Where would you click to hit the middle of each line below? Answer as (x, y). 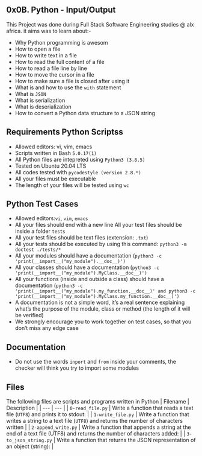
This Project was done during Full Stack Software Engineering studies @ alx (100, 24)
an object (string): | (30, 446)
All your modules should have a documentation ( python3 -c (88, 256)
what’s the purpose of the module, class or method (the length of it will (103, 309)
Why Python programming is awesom (61, 42)
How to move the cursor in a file (54, 74)
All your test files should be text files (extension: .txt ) (81, 238)
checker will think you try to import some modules (77, 368)
